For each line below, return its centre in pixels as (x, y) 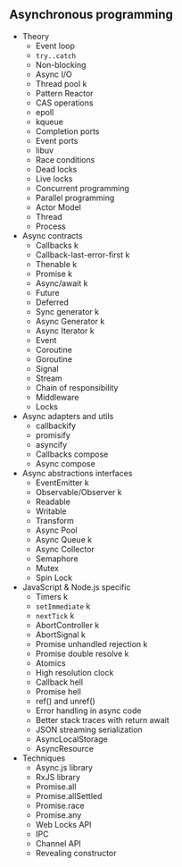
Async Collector (65, 549)
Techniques (44, 758)
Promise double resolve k (82, 653)
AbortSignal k (61, 635)
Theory (36, 36)
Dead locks (56, 169)
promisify (53, 435)
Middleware (57, 397)
